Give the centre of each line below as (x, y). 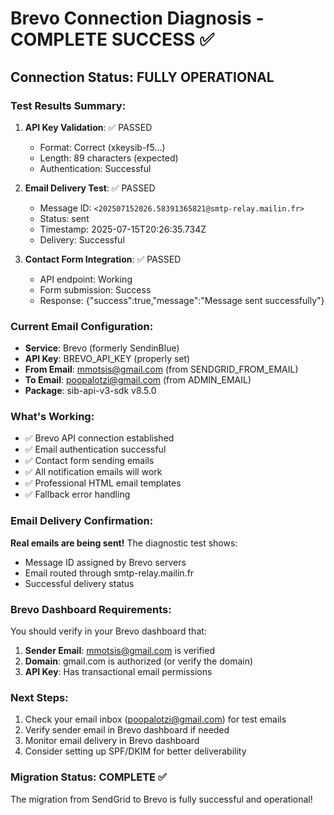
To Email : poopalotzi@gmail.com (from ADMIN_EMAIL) (138, 380)
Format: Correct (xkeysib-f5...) (102, 147)
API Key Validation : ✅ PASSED (88, 127)
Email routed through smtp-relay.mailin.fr (109, 573)
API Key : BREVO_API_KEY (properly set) (107, 359)
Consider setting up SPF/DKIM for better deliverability (135, 751)
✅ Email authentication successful (95, 449)
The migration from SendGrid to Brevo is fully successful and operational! (161, 799)
